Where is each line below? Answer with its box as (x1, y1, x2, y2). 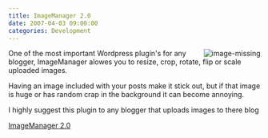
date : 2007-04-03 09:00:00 (8, 19, 98, 27)
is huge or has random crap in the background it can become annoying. (8, 90, 245, 99)
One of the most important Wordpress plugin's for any (8, 49, 186, 59)
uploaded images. (8, 66, 68, 75)
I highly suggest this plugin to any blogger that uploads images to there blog (8, 105, 260, 115)
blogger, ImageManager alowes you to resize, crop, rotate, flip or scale (8, 57, 242, 67)
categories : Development (8, 26, 91, 34)
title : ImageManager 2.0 (8, 11, 91, 20)
